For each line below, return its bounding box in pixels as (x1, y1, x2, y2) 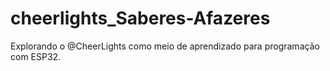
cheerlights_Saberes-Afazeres (10, 7, 271, 30)
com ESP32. (10, 50, 62, 62)
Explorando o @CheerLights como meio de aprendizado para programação (10, 40, 320, 52)
